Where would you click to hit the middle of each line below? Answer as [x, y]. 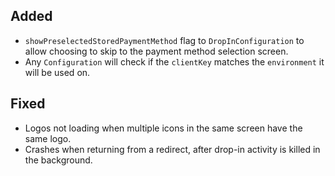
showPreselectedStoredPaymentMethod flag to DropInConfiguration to [164, 40]
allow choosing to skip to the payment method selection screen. [156, 51]
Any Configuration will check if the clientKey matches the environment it [174, 61]
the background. [58, 160]
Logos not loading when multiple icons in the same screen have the [163, 128]
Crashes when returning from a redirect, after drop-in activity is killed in [172, 149]
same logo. [48, 138]
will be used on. [57, 72]
